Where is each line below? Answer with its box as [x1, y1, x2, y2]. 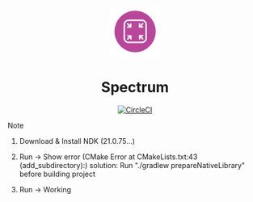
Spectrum [101, 78, 169, 96]
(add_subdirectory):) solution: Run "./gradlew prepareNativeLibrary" [19, 160, 246, 170]
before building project [19, 169, 96, 179]
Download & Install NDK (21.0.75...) [19, 136, 135, 145]
